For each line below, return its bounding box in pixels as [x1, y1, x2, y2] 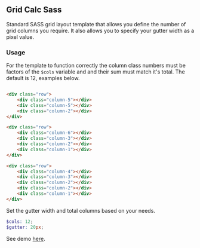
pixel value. [6, 33, 35, 41]
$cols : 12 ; [6, 218, 33, 225]
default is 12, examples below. [6, 75, 80, 82]
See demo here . [6, 235, 46, 242]
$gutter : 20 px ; [6, 224, 44, 230]
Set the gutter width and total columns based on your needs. [6, 207, 155, 214]
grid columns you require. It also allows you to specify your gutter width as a [6, 27, 195, 34]
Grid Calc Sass [6, 5, 62, 15]
